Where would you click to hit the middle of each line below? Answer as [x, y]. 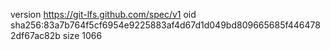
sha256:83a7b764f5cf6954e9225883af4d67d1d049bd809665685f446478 [165, 25]
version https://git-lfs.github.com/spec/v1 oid [103, 14]
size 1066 [82, 35]
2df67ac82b [35, 35]
